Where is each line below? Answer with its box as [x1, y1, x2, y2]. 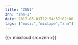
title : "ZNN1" [5, 7, 34, 12]
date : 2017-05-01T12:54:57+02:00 [5, 16, 74, 21]
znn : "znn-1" [5, 12, 32, 17]
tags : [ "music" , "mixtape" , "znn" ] [5, 21, 74, 26]
